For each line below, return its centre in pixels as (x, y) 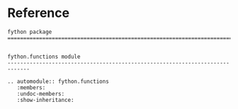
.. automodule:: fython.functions (58, 81)
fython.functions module (44, 57)
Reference (38, 13)
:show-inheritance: (45, 100)
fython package (30, 32)
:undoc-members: (41, 93)
